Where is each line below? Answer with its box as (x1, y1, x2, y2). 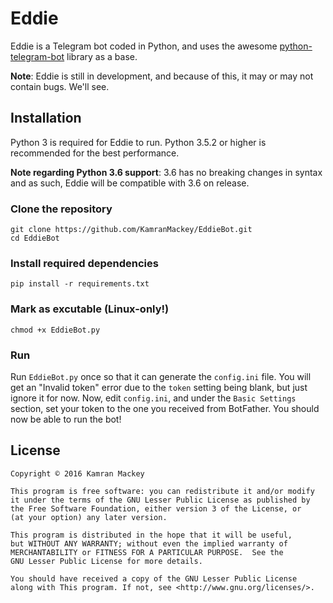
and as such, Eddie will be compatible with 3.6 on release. (10, 177, 250, 189)
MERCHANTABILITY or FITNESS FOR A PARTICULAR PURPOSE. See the (10, 547, 284, 557)
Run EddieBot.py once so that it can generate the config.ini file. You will (10, 370, 312, 382)
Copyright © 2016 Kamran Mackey (10, 468, 145, 479)
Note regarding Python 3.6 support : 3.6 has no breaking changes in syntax (10, 166, 323, 178)
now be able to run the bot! (10, 413, 122, 425)
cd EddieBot (10, 233, 60, 244)
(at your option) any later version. (10, 512, 168, 522)
